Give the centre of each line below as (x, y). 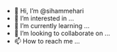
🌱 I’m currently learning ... (52, 26)
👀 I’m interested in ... (44, 18)
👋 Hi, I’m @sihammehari (49, 11)
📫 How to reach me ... (47, 41)
